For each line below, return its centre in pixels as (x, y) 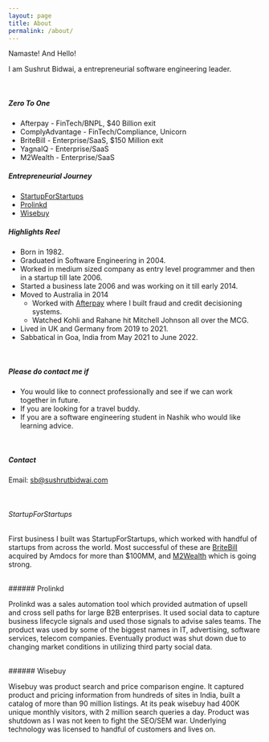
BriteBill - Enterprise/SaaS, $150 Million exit (92, 141)
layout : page (30, 16)
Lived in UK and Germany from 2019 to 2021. (94, 329)
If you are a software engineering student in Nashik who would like (130, 417)
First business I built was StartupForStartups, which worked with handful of (133, 539)
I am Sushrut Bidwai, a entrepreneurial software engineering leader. (120, 69)
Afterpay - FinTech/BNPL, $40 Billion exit (88, 123)
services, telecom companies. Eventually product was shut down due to (127, 638)
